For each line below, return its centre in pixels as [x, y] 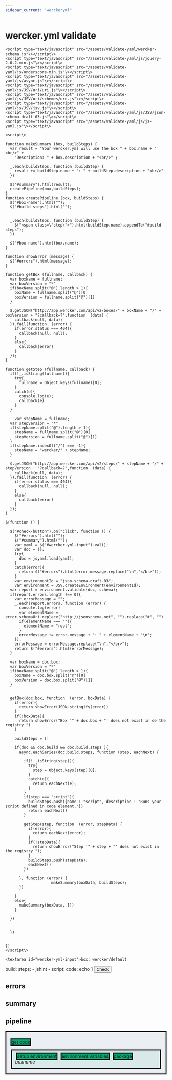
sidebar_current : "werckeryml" [39, 10]
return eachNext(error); [59, 833]
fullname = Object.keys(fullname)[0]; [60, 382]
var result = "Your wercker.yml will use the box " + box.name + [81, 148]
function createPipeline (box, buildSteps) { [55, 198]
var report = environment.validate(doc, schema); [64, 590]
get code [21, 1042]
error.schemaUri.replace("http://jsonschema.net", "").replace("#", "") [84, 617]
